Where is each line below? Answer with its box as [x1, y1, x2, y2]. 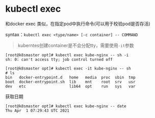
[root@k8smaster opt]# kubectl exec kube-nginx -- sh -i [5, 52, 129, 58]
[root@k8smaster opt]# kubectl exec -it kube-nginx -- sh [5, 66, 131, 71]
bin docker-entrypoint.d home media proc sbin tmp [5, 75, 136, 80]
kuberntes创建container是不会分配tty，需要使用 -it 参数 [17, 42, 134, 49]
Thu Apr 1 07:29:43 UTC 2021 [5, 108, 70, 113]
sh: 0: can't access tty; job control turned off [5, 57, 113, 62]
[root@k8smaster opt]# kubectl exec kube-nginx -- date [5, 103, 126, 109]
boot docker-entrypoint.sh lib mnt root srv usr [5, 79, 136, 84]
